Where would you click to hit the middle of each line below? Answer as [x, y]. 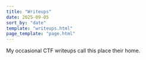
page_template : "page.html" [41, 34]
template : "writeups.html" [39, 28]
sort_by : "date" [26, 23]
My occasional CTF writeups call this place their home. [73, 50]
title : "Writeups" [29, 12]
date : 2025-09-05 [28, 17]
